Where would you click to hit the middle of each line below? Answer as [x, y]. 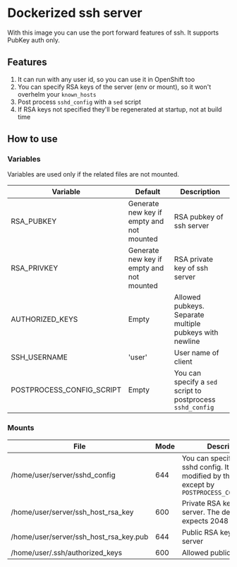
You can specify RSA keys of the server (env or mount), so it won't [114, 87]
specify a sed [195, 382]
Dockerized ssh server [75, 13]
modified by [201, 476]
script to [188, 391]
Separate [189, 315]
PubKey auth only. [34, 40]
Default [148, 192]
